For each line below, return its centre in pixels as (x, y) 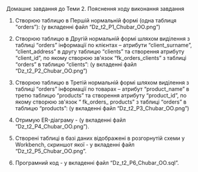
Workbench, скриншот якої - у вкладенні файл (75, 144)
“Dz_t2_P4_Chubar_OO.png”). (52, 126)
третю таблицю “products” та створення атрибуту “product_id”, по (101, 95)
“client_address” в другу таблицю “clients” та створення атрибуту (100, 51)
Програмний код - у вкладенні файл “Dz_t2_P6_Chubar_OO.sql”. (97, 163)
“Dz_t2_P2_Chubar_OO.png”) (51, 71)
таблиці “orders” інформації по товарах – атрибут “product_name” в (102, 89)
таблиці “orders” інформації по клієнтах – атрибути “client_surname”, (104, 45)
